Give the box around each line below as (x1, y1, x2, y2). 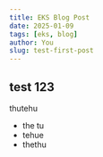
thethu (21, 139, 47, 150)
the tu (21, 120, 45, 130)
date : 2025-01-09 (9, 21, 74, 30)
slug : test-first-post (9, 46, 94, 55)
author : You (9, 37, 54, 47)
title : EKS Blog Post (9, 12, 90, 22)
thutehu (9, 103, 39, 113)
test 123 (9, 79, 56, 95)
